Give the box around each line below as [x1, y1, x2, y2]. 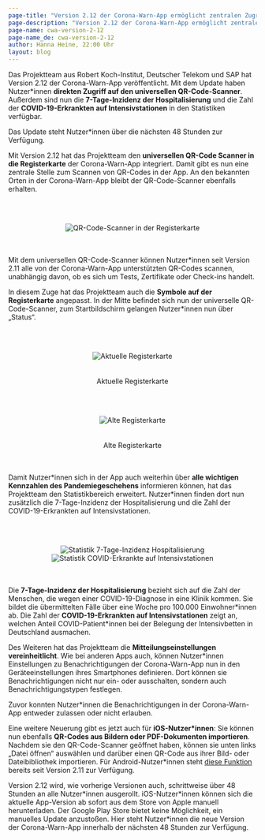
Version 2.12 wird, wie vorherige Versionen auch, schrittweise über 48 [8, 781, 236, 790]
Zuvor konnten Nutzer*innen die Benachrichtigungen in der [8, 700, 201, 709]
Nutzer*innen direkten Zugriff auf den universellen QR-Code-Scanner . [8, 87, 243, 95]
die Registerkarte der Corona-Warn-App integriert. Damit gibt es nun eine [8, 159, 249, 168]
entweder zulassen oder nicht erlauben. [23, 708, 153, 718]
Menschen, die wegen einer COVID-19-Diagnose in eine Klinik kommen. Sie [8, 594, 254, 603]
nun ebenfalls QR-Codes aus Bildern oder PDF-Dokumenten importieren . [8, 732, 250, 741]
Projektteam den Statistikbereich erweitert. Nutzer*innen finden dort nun [8, 490, 244, 498]
